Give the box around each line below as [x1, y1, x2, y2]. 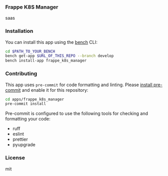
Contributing [5, 70, 37, 77]
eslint [12, 131, 24, 137]
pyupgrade [12, 142, 36, 148]
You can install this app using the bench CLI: [5, 39, 98, 45]
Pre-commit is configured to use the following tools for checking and [5, 110, 148, 116]
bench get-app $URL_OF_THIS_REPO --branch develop [5, 53, 114, 58]
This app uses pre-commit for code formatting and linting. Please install [5, 82, 153, 88]
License [5, 154, 25, 161]
